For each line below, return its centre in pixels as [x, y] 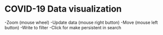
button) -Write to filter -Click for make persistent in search [63, 27]
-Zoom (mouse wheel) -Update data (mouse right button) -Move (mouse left [81, 22]
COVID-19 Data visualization [63, 9]
